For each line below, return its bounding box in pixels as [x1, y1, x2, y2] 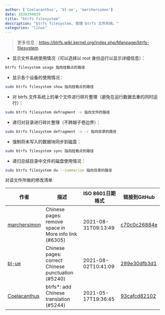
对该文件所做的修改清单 [5, 177, 53, 183]
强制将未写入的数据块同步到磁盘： [12, 139, 82, 144]
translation [46, 296, 70, 303]
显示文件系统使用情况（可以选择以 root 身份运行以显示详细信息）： [12, 55, 146, 61]
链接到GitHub [123, 194, 155, 200]
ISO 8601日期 [83, 190, 116, 197]
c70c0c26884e [120, 222, 158, 229]
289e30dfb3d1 [120, 260, 157, 267]
